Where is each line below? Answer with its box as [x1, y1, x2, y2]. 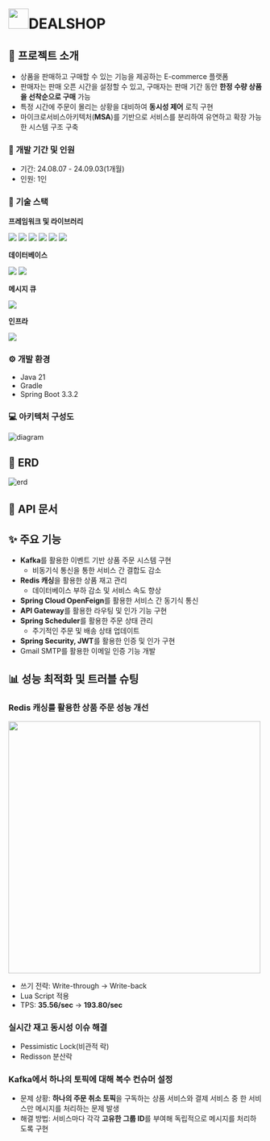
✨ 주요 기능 [8, 533, 62, 546]
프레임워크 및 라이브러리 [8, 216, 84, 226]
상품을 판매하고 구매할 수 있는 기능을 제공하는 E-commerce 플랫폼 [19, 72, 229, 81]
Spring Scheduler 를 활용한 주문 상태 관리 [19, 616, 153, 625]
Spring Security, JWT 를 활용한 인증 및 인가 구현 [19, 636, 176, 646]
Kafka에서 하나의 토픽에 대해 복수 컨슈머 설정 [8, 1074, 173, 1085]
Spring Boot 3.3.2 [19, 389, 79, 399]
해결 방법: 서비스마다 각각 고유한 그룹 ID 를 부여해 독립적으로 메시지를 [19, 1114, 235, 1123]
